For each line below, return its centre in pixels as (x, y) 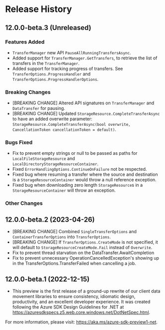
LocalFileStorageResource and (44, 159)
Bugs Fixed (19, 142)
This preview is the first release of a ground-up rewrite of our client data (86, 291)
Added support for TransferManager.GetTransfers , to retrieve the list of (85, 58)
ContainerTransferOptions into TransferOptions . (61, 237)
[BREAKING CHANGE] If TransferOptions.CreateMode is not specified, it (85, 242)
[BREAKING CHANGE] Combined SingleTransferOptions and (74, 232)
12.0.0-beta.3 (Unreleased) (48, 28)
